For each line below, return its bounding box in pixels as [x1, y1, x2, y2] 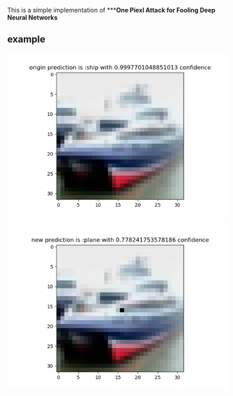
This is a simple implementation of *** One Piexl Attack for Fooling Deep [7, 6, 216, 14]
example [7, 34, 46, 45]
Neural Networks [7, 13, 58, 22]
